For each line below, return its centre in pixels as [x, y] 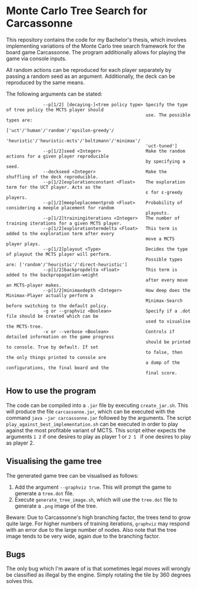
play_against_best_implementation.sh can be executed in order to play [92, 424]
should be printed [168, 342]
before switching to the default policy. [58, 306]
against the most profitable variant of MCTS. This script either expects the [96, 430]
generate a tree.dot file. [44, 493]
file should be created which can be [52, 316]
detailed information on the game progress [60, 337]
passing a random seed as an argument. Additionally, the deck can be [91, 76]
